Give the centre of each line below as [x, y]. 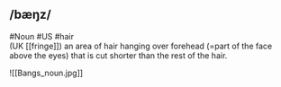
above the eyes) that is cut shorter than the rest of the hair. [118, 55]
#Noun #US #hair [42, 36]
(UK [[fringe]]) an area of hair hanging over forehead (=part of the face [141, 46]
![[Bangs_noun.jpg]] [46, 73]
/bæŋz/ [30, 15]
